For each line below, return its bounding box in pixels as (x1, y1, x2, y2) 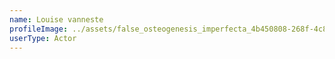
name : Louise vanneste (9, 14, 104, 25)
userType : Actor (9, 33, 77, 43)
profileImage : (9, 24, 69, 34)
